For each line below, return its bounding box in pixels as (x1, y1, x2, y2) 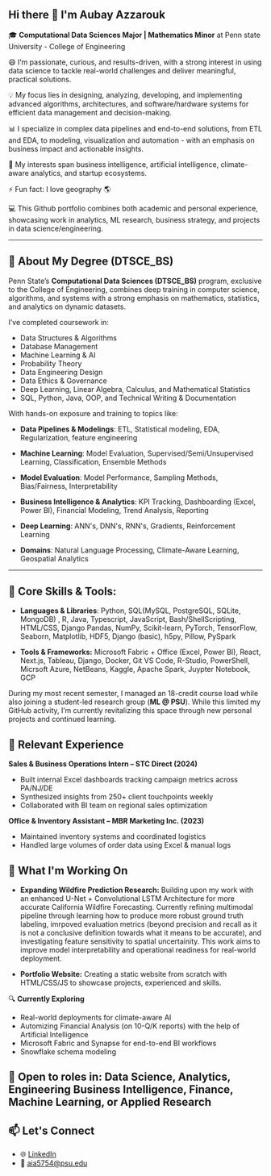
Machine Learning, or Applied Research (8, 1095, 212, 1109)
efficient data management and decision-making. (8, 107, 172, 117)
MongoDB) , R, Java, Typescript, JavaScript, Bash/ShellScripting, (19, 615, 237, 624)
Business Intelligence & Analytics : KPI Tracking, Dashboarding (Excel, (19, 497, 256, 507)
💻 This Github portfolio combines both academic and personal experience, (8, 203, 258, 213)
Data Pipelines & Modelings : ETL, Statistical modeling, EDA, (19, 424, 220, 434)
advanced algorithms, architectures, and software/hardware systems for (8, 98, 249, 109)
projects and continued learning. (8, 715, 117, 724)
